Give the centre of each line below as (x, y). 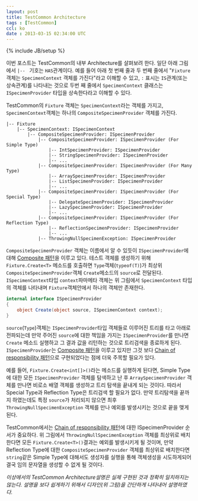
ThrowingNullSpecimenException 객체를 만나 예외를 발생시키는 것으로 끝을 (92, 407)
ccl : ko (16, 28)
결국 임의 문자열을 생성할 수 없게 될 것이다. (55, 464)
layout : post (22, 12)
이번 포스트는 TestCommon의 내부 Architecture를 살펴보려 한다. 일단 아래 (92, 63)
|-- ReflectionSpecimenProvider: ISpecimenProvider (114, 228)
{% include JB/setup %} (36, 51)
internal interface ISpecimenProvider (54, 299)
